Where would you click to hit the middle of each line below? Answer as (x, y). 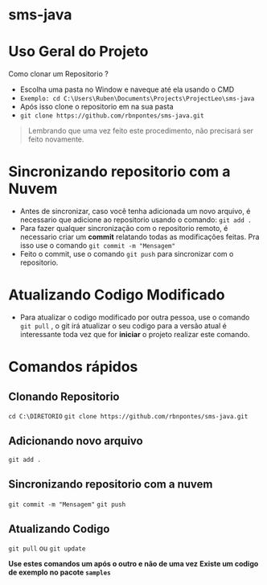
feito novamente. (56, 139)
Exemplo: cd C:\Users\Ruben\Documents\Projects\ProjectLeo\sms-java (137, 99)
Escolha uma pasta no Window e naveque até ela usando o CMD (127, 89)
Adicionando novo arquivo (76, 441)
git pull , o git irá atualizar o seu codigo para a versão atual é (123, 326)
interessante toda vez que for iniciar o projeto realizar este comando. (135, 334)
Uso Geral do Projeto (78, 52)
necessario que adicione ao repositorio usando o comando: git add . (136, 220)
